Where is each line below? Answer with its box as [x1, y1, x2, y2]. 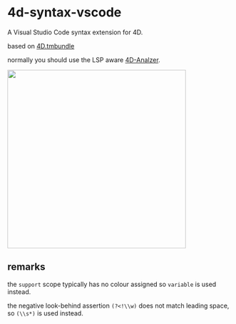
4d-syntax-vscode [7, 4, 122, 21]
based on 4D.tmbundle [7, 41, 75, 50]
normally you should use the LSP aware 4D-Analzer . [7, 55, 160, 64]
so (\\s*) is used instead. [7, 308, 83, 318]
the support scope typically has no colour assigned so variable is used [7, 280, 217, 288]
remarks [7, 261, 46, 273]
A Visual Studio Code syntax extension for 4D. [7, 28, 143, 36]
